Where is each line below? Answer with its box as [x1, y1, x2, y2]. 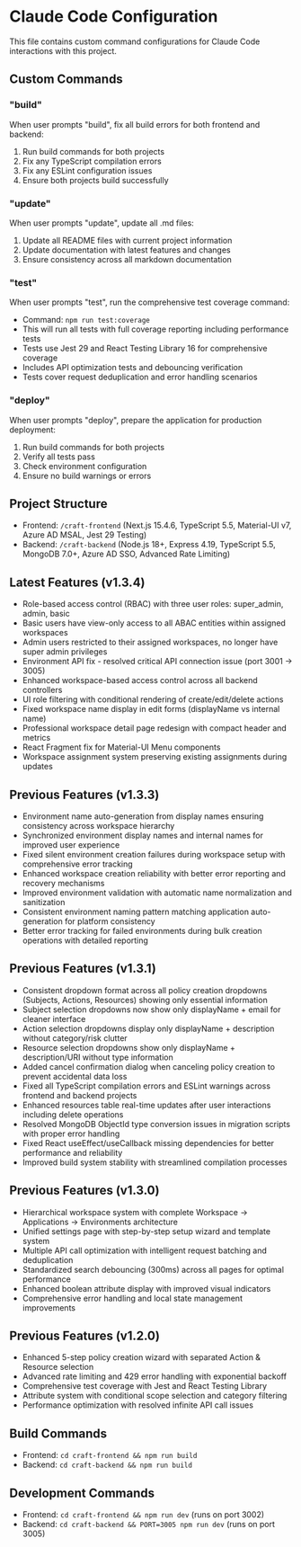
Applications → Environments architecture [22, 1216, 178, 1227]
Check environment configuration [22, 460, 147, 471]
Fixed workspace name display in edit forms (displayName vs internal [22, 704, 280, 715]
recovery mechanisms [22, 877, 105, 888]
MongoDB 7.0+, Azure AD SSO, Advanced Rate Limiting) [22, 548, 231, 559]
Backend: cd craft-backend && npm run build [22, 1459, 193, 1471]
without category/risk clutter [22, 1032, 128, 1044]
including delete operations [22, 1108, 124, 1120]
